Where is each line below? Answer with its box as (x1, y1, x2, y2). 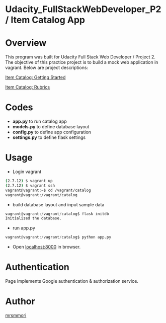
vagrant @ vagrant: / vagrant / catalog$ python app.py (5, 235, 112, 240)
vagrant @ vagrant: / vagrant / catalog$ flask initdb (5, 211, 109, 216)
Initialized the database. (5, 216, 62, 221)
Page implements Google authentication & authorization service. (5, 278, 138, 284)
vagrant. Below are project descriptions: (5, 64, 89, 71)
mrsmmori (5, 312, 27, 318)
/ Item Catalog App (5, 14, 86, 26)
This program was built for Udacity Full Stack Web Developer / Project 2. (5, 54, 156, 60)
